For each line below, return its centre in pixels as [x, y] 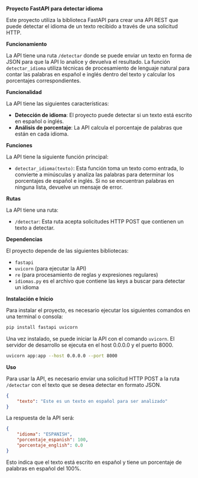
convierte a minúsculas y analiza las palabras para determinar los [94, 175]
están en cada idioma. [42, 134]
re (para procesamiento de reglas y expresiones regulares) [86, 275]
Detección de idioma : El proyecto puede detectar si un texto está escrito [103, 115]
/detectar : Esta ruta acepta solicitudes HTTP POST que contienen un [99, 222]
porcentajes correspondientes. [43, 80]
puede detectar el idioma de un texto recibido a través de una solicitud [92, 26]
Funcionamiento [27, 44]
